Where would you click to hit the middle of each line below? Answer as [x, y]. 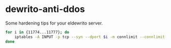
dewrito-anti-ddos [45, 9]
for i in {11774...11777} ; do [37, 32]
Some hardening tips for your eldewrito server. [54, 23]
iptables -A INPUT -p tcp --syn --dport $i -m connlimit [76, 37]
